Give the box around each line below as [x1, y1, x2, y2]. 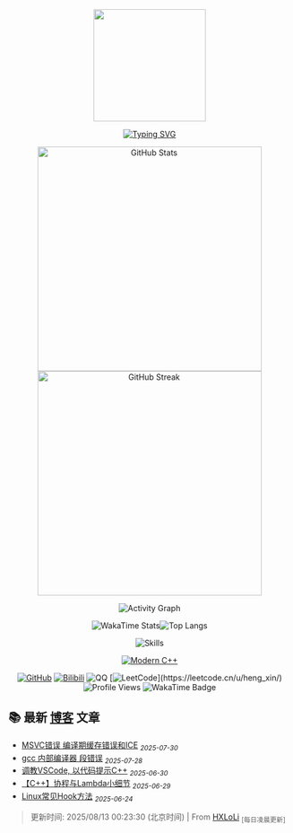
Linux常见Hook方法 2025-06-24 [21, 791, 134, 803]
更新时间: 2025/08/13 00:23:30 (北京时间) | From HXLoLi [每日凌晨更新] [30, 811, 286, 824]
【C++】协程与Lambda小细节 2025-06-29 [21, 778, 171, 791]
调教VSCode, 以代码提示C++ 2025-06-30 [21, 765, 168, 778]
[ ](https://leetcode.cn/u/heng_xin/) [109, 672, 283, 683]
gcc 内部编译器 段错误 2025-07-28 [21, 752, 143, 766]
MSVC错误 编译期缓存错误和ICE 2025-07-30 [21, 740, 178, 752]
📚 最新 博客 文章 [8, 710, 100, 725]
